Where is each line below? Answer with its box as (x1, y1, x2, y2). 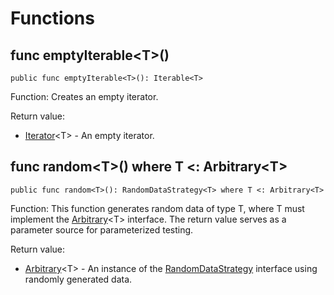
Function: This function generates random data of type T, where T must (10, 202, 305, 214)
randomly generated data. (24, 273, 133, 285)
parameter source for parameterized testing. (10, 223, 194, 236)
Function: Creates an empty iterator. (10, 91, 159, 102)
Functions (10, 7, 95, 30)
